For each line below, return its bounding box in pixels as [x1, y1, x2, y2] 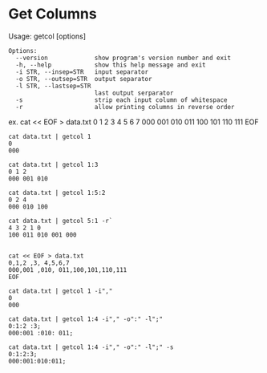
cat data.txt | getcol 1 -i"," [8, 286, 113, 295]
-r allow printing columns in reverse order [15, 103, 235, 111]
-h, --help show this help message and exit [15, 61, 206, 69]
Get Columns [8, 5, 98, 23]
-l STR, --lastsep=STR [15, 82, 91, 90]
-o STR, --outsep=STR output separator [15, 75, 152, 83]
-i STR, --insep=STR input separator [15, 67, 149, 76]
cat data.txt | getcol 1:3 [8, 160, 99, 168]
